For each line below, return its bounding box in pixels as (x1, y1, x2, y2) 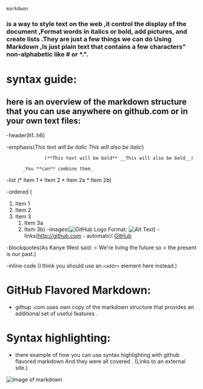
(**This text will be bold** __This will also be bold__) (44, 155, 194, 161)
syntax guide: (6, 73, 77, 86)
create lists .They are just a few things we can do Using (6, 35, 171, 43)
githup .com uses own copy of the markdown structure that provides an (15, 303, 195, 311)
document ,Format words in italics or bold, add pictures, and (6, 27, 187, 36)
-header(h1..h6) (6, 131, 45, 139)
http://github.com (37, 232, 82, 239)
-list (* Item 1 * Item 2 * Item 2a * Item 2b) (6, 176, 112, 183)
